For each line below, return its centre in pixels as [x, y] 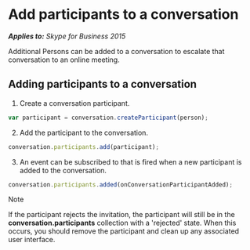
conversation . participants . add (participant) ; [83, 147]
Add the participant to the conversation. [84, 132]
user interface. [32, 240]
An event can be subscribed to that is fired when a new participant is [130, 161]
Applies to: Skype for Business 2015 [67, 36]
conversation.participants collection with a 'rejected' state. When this [122, 223]
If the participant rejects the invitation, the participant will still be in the [121, 215]
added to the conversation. [63, 170]
